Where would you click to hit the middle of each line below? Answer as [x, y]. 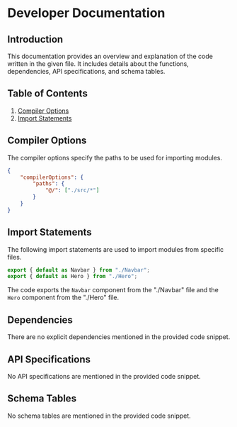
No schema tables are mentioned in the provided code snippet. [99, 416]
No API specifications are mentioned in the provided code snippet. [104, 376]
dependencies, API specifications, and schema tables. [86, 71]
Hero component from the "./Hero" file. [63, 298]
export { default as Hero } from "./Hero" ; [73, 277]
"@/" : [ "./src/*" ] [72, 190]
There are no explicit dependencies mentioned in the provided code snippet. [119, 337]
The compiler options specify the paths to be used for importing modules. [115, 157]
